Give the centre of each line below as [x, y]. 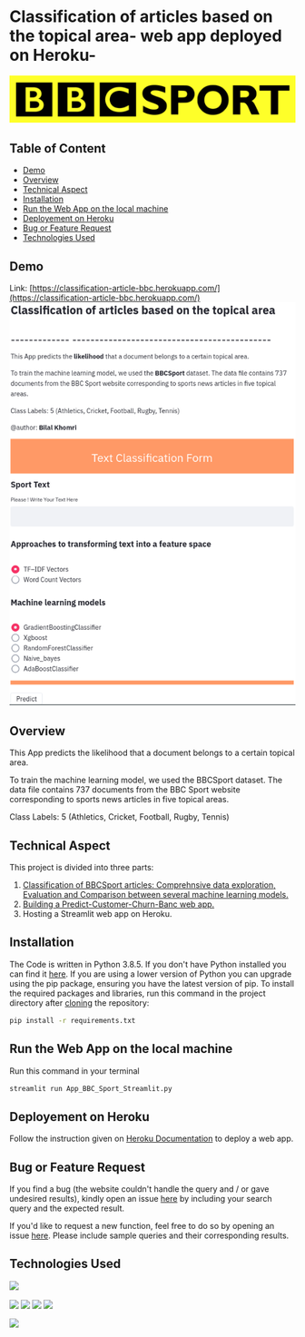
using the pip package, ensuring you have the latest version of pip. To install [152, 983]
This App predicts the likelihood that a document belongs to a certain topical [152, 753]
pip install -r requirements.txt [73, 1020]
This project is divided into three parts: [82, 868]
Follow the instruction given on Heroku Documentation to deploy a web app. [152, 1139]
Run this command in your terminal [74, 1071]
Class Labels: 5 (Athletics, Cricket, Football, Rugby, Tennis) [119, 817]
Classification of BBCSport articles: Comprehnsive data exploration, [149, 885]
